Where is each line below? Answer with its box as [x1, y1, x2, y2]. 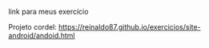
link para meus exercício [8, 7, 89, 16]
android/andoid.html [8, 31, 75, 40]
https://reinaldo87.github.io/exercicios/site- [58, 22, 202, 31]
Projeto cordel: [8, 22, 58, 31]
